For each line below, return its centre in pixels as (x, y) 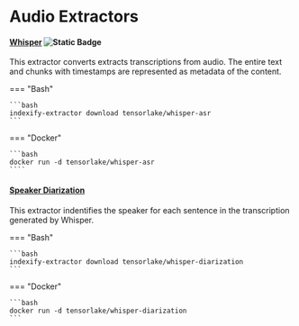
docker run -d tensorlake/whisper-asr (82, 163)
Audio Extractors (74, 17)
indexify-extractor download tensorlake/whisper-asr (110, 113)
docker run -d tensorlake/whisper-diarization (98, 311)
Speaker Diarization (47, 190)
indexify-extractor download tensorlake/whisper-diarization (127, 262)
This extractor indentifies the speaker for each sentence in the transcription (149, 210)
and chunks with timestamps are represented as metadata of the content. (145, 72)
